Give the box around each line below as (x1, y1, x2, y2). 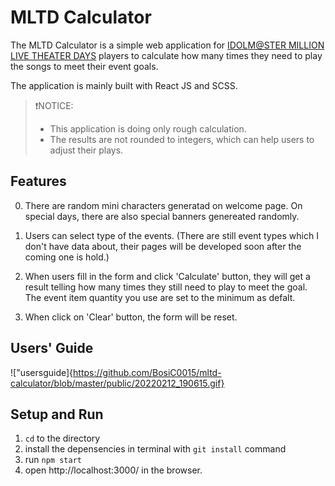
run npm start (24, 454, 82, 466)
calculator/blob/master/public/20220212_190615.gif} (10, 377, 225, 389)
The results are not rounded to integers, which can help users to (49, 133, 315, 145)
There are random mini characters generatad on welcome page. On (24, 199, 303, 211)
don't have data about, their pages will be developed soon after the (24, 240, 302, 252)
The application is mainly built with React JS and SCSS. (10, 79, 238, 91)
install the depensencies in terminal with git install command (24, 443, 287, 455)
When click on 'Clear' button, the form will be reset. (24, 311, 238, 323)
